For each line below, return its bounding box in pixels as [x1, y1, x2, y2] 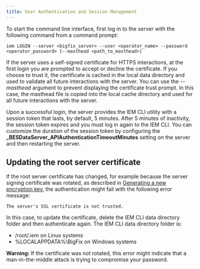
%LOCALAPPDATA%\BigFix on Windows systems [14, 238, 137, 245]
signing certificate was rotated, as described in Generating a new [6, 180, 167, 187]
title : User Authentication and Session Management [6, 8, 137, 15]
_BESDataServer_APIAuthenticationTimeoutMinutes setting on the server [6, 134, 190, 141]
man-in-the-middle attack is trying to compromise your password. [6, 256, 168, 263]
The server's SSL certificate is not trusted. [6, 203, 124, 209]
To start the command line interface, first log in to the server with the [6, 25, 175, 32]
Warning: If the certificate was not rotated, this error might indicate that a [6, 250, 186, 257]
